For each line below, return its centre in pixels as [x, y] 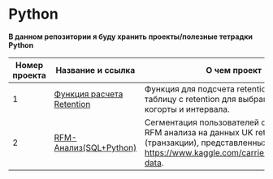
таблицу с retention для [191, 99]
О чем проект [234, 70]
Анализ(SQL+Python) [95, 147]
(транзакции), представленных [206, 143]
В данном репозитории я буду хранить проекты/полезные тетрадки [131, 36]
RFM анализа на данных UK [199, 132]
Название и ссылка [95, 70]
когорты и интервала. [187, 109]
